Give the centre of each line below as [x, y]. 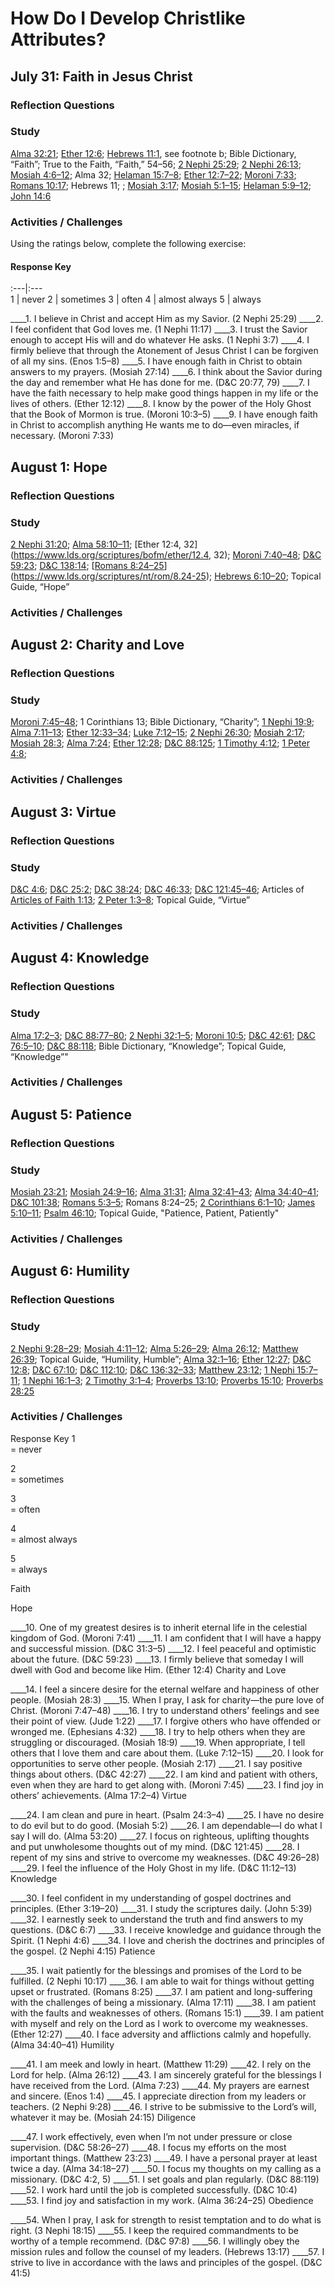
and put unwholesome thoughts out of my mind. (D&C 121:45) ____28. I [155, 1846]
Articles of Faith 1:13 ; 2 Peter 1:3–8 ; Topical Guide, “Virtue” [130, 899]
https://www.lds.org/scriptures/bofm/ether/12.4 [111, 554]
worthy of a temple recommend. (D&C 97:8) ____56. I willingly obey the [155, 2241]
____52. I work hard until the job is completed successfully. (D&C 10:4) [154, 2189]
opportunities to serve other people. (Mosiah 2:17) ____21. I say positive [156, 1763]
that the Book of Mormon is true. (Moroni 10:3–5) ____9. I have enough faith [164, 414]
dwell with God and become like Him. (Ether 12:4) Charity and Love [148, 1669]
